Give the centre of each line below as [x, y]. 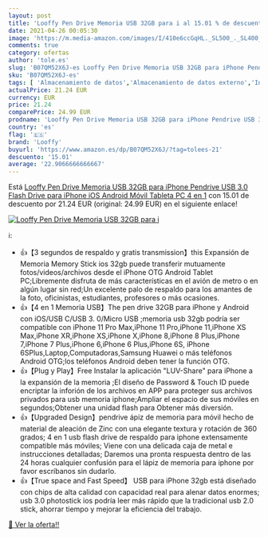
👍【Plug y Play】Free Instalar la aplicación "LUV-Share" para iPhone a [136, 371]
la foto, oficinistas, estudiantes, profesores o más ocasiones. [120, 298]
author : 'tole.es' [39, 61]
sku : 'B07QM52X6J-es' [44, 75]
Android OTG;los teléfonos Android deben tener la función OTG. [124, 361]
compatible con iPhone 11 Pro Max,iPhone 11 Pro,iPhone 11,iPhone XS [133, 328]
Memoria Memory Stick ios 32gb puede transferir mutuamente [122, 264]
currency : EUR [32, 97]
